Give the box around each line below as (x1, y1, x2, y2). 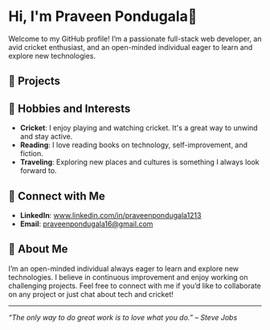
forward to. (19, 166, 58, 175)
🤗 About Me (8, 242, 68, 256)
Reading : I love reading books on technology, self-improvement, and (19, 140, 247, 150)
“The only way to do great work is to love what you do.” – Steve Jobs (8, 312, 238, 322)
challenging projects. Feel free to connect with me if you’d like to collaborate (8, 281, 261, 291)
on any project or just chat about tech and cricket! (8, 289, 174, 299)
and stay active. (19, 132, 73, 142)
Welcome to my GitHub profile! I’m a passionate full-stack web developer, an (8, 34, 262, 43)
